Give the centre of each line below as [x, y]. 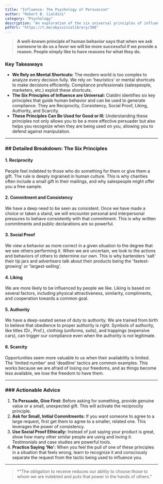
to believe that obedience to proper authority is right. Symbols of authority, [80, 325]
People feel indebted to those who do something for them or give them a [78, 171]
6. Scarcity [16, 347]
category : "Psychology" [29, 18]
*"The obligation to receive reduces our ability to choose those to [82, 471]
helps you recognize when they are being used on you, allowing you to [83, 126]
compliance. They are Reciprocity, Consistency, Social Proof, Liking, [80, 106]
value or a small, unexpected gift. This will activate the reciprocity [78, 406]
